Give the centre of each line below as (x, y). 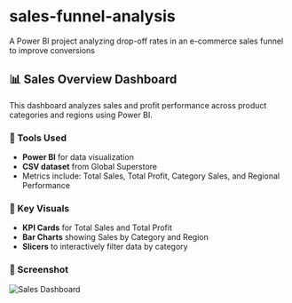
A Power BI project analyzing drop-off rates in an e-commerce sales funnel (146, 41)
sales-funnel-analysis (92, 16)
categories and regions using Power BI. (81, 115)
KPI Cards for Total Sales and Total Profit (97, 227)
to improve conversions (52, 50)
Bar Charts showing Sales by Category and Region (115, 237)
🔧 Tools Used (38, 138)
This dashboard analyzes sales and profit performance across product (138, 105)
